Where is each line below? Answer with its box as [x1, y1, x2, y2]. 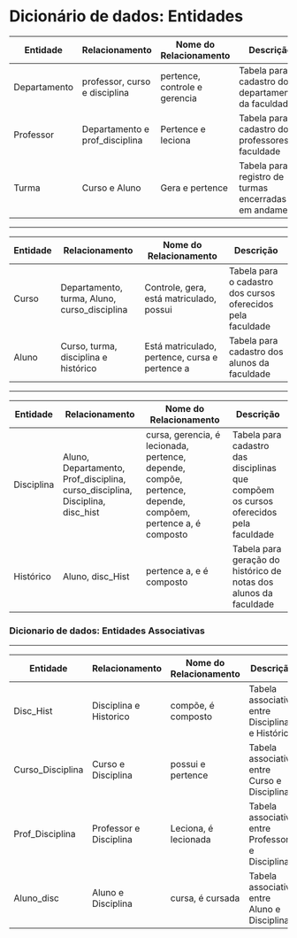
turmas [238, 182, 269, 194]
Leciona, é [170, 822, 214, 834]
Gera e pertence [160, 182, 228, 194]
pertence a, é [145, 516, 202, 529]
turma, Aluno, [60, 292, 117, 305]
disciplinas [232, 461, 277, 474]
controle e [160, 81, 203, 93]
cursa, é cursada [170, 892, 240, 904]
